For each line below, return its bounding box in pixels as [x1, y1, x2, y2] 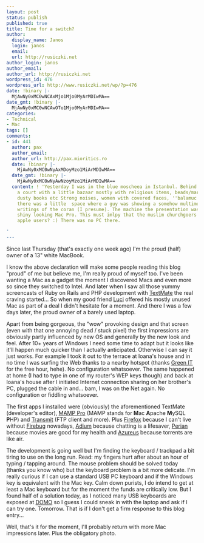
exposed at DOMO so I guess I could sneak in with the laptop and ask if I [6, 498, 188, 505]
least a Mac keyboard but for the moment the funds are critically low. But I [6, 485, 191, 493]
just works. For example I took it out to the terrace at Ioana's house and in [6, 352, 191, 360]
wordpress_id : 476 [6, 76, 53, 83]
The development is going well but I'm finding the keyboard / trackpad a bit [6, 447, 194, 454]
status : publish [6, 15, 47, 21]
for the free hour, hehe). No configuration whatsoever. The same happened [6, 365, 194, 373]
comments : [6, 133, 32, 140]
